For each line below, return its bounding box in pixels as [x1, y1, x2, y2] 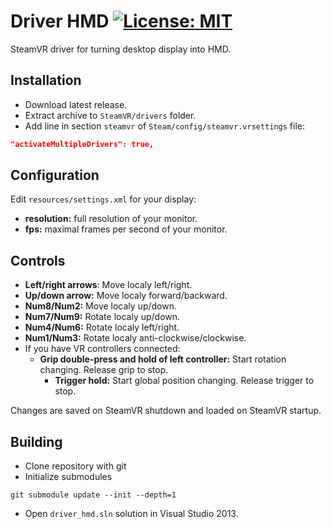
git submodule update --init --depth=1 [10, 490, 177, 500]
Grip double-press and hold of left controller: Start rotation [39, 353, 287, 365]
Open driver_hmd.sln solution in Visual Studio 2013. [24, 508, 239, 520]
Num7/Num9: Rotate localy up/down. [24, 311, 181, 323]
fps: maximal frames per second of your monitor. [24, 223, 228, 235]
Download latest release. [24, 98, 128, 110]
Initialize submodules [24, 471, 113, 483]
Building [10, 433, 63, 450]
